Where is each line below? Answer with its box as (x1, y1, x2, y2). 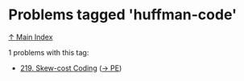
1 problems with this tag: (8, 47, 89, 57)
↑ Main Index (8, 32, 53, 42)
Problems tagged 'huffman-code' (8, 6, 238, 24)
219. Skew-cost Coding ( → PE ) (19, 63, 122, 73)
